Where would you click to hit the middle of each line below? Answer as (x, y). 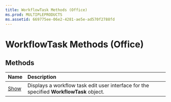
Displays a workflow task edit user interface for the (88, 85)
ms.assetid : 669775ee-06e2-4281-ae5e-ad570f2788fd (60, 19)
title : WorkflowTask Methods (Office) (46, 10)
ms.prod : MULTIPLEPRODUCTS (34, 15)
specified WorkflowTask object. (66, 92)
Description (42, 77)
